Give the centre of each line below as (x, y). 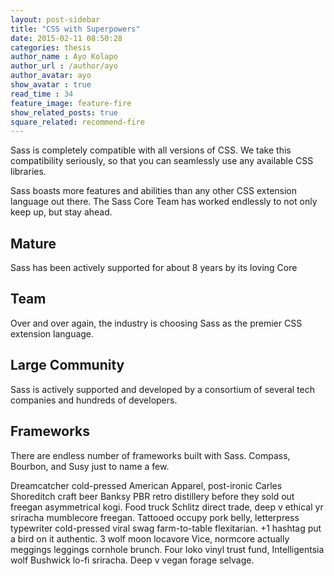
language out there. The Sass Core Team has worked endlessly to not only (164, 202)
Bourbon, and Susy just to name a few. (90, 466)
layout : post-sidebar (55, 19)
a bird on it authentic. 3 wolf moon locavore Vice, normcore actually (150, 538)
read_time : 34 (42, 94)
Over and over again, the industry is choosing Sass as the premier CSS (156, 323)
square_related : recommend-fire (77, 122)
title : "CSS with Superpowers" (75, 29)
